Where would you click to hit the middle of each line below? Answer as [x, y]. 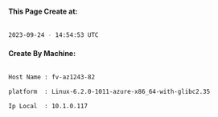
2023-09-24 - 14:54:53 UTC [53, 35]
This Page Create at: [43, 11]
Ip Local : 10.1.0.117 [48, 107]
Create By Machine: [42, 53]
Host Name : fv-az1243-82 [51, 77]
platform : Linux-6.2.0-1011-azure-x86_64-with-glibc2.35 [109, 92]
